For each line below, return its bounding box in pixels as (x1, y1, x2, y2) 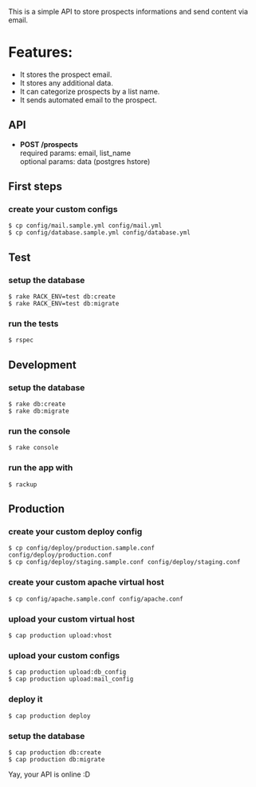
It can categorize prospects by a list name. (19, 86, 160, 96)
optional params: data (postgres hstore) (19, 156, 151, 166)
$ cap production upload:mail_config (8, 675, 134, 683)
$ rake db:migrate (8, 407, 69, 415)
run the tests (8, 318, 59, 330)
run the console (8, 425, 70, 437)
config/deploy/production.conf (8, 551, 112, 559)
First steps (8, 180, 62, 194)
